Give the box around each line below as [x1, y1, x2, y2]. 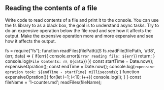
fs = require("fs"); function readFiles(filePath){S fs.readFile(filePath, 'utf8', [5, 47, 156, 53]
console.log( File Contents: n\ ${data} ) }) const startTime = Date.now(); [5, 58, 154, 64]
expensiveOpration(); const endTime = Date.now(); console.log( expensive [5, 63, 155, 69]
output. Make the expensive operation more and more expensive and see [5, 33, 154, 39]
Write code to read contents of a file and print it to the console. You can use [5, 17, 159, 23]
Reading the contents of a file [5, 4, 98, 12]
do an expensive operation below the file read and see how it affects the [5, 27, 152, 34]
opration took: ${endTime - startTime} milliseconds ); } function [5, 69, 139, 75]
